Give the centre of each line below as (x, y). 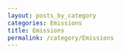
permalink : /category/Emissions (61, 38)
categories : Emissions (45, 23)
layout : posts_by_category (52, 15)
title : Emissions (36, 30)
